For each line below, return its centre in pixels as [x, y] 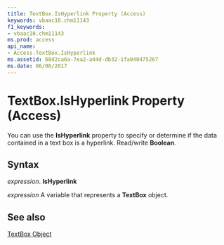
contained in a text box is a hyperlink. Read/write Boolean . [92, 143]
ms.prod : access [31, 40]
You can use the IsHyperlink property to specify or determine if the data [112, 135]
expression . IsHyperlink [42, 181]
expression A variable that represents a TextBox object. [88, 195]
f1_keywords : [26, 27]
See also [26, 217]
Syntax [23, 165]
